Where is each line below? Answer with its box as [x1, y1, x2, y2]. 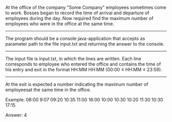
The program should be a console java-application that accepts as [5, 35, 145, 42]
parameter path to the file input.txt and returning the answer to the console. [5, 41, 165, 47]
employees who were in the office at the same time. [5, 21, 114, 27]
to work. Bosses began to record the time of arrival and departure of [5, 10, 149, 16]
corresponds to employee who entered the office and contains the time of [5, 61, 161, 67]
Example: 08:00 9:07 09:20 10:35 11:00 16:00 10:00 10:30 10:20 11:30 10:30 [5, 97, 163, 103]
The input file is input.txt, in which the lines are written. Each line [5, 56, 142, 62]
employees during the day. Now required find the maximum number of [5, 15, 154, 21]
